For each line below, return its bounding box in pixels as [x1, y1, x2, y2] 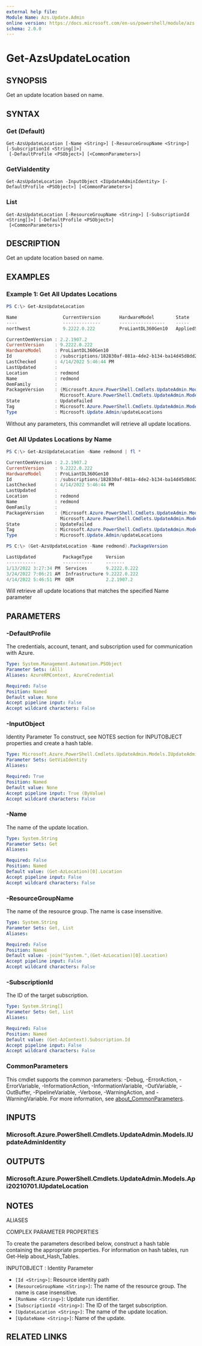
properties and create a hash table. [6, 740, 93, 747]
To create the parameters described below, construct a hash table [6, 1240, 170, 1247]
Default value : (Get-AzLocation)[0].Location [6, 869, 122, 875]
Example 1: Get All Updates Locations [6, 290, 117, 298]
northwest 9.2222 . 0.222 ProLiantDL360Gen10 [6, 326, 168, 332]
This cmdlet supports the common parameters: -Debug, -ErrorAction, [6, 1076, 179, 1083]
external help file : [6, 8, 58, 15]
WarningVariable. [6, 1095, 49, 1102]
